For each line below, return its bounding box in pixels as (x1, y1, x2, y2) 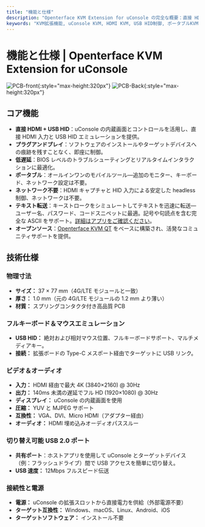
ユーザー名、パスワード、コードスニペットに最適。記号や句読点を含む (15, 209, 192, 217)
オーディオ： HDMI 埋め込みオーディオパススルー (15, 420, 139, 427)
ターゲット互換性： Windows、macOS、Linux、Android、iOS (15, 506, 171, 514)
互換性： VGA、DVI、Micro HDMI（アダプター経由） (15, 412, 148, 419)
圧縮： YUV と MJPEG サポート (15, 405, 95, 412)
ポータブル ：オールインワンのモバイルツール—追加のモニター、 (15, 171, 176, 179)
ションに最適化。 (15, 163, 59, 171)
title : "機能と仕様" (6, 9, 54, 15)
